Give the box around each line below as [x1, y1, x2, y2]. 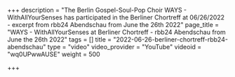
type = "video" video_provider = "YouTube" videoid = [47, 43, 202, 51]
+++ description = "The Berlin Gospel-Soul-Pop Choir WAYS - [7, 6, 187, 14]
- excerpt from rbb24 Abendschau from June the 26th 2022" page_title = [7, 21, 220, 28]
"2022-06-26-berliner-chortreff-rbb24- [113, 35, 228, 44]
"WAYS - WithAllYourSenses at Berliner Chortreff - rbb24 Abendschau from [7, 28, 226, 36]
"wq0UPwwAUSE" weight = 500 [7, 50, 100, 58]
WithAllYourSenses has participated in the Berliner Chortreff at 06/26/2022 [7, 13, 225, 22]
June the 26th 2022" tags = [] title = [7, 35, 112, 44]
